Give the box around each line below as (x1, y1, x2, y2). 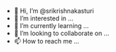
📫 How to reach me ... (13, 37, 79, 45)
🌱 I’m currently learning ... (13, 22, 89, 30)
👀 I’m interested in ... (13, 14, 74, 22)
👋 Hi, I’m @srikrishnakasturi (13, 7, 94, 15)
